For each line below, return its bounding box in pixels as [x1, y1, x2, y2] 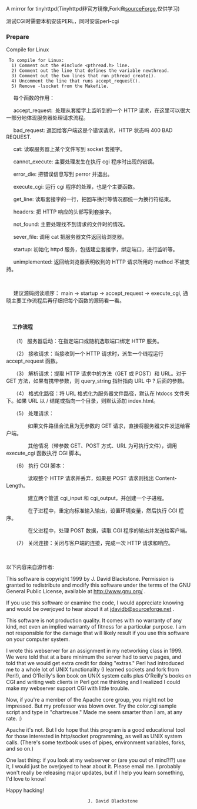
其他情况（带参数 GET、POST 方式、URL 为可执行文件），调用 [28, 442, 178, 449]
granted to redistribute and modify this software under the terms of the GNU [6, 581, 191, 588]
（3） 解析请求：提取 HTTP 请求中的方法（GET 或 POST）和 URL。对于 [13, 370, 187, 377]
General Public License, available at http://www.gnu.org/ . [6, 587, 146, 594]
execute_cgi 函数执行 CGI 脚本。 [6, 449, 85, 456]
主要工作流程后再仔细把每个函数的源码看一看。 [11, 297, 125, 304]
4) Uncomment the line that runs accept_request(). [11, 78, 141, 84]
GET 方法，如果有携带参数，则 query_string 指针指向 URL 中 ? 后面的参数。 [6, 377, 188, 384]
